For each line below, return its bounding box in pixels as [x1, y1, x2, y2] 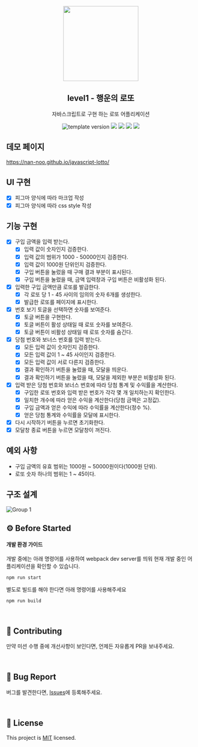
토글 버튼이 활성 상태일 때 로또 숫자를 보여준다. [23, 321, 133, 328]
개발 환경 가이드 [6, 540, 43, 548]
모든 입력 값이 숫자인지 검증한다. [23, 343, 100, 351]
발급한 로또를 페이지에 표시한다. [23, 298, 98, 306]
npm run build [6, 598, 42, 604]
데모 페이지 [6, 142, 45, 153]
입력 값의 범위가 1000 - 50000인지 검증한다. [23, 253, 128, 261]
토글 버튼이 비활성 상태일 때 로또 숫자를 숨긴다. [23, 328, 133, 336]
